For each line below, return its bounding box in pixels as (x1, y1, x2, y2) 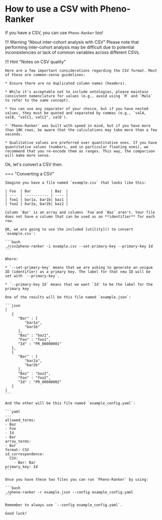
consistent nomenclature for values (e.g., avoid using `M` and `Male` (5, 94, 153, 98)
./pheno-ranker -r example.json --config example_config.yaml (5, 489, 133, 495)
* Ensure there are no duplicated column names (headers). (5, 81, 127, 86)
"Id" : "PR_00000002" (17, 379, 62, 384)
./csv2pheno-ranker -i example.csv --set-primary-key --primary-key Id (5, 244, 153, 249)
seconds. (5, 132, 23, 137)
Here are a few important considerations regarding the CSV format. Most (5, 68, 158, 73)
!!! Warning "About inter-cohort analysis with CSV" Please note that (5, 39, 139, 45)
